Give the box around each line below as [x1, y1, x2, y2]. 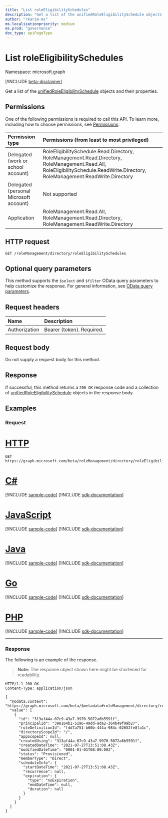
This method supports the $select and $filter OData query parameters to [5, 278, 159, 284]
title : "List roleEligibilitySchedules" [5, 7, 91, 13]
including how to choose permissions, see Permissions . [5, 121, 120, 127]
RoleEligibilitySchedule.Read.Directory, [42, 148, 134, 155]
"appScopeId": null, [18, 734, 61, 739]
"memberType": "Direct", [18, 756, 70, 761]
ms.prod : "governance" [5, 26, 52, 31]
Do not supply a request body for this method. [5, 357, 100, 362]
